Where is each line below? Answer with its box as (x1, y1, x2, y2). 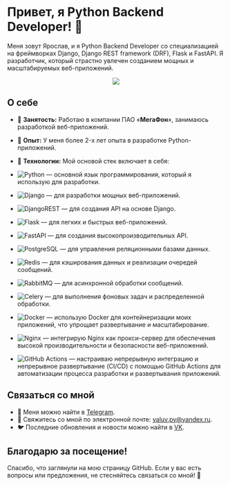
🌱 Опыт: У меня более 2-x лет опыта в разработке (17, 136, 167, 144)
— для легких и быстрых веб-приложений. (41, 217, 168, 226)
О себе (7, 97, 39, 109)
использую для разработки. (17, 177, 100, 186)
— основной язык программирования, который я (46, 170, 192, 179)
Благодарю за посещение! (7, 445, 128, 457)
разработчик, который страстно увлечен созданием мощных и (7, 56, 195, 64)
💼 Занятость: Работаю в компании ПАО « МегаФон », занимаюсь (17, 115, 209, 123)
